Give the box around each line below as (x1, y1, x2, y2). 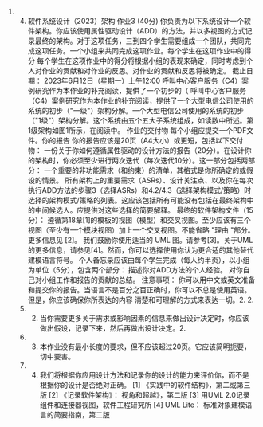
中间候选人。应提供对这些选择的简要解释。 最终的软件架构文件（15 (34, 206, 253, 214)
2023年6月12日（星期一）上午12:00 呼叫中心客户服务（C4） (43, 76, 242, 85)
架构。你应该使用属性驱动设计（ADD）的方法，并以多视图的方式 (34, 26, 245, 35)
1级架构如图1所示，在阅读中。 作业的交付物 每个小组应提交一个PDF (27, 126, 247, 135)
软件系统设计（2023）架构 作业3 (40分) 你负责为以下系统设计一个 (27, 16, 245, 25)
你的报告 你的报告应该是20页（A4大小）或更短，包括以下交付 (41, 135, 244, 145)
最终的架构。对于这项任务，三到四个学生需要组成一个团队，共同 (34, 36, 245, 45)
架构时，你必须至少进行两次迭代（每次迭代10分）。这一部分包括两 (34, 155, 249, 165)
